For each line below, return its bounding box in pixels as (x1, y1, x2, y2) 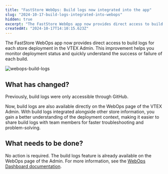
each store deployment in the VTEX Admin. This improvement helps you (5, 45, 154, 51)
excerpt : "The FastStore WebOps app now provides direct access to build (5, 21, 163, 27)
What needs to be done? (5, 139, 83, 148)
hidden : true (5, 17, 33, 22)
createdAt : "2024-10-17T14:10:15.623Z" (5, 26, 89, 31)
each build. (5, 56, 29, 62)
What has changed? (5, 80, 69, 89)
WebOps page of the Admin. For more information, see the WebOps (5, 158, 146, 164)
